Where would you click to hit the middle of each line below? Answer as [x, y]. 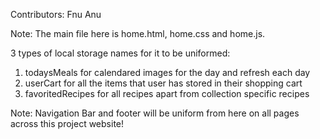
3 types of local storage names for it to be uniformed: [120, 53]
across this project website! [67, 123]
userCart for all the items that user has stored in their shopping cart [163, 83]
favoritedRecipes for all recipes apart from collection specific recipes [167, 93]
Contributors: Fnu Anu [56, 14]
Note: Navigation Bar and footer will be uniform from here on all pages [155, 113]
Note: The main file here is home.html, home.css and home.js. [138, 33]
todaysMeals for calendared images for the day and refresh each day [167, 72]
